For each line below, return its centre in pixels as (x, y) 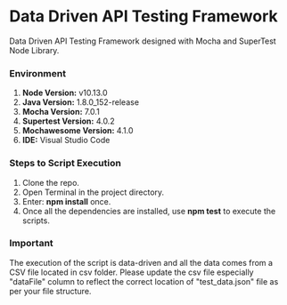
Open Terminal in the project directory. (93, 192)
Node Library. (34, 50)
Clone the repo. (51, 182)
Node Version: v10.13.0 (65, 93)
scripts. (36, 221)
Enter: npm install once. (66, 201)
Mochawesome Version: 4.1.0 (78, 131)
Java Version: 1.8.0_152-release (81, 102)
